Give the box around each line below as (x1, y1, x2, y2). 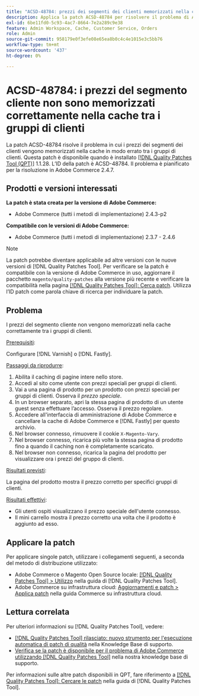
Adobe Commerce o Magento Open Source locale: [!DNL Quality (14, 571, 172, 578)
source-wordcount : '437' (6, 47, 68, 53)
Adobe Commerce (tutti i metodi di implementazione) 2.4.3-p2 (14, 211, 167, 218)
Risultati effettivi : (6, 496, 47, 503)
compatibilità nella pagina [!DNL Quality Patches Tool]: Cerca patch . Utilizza (6, 282, 191, 289)
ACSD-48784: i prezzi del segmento (6, 84, 188, 97)
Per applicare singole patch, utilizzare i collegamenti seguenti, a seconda (6, 553, 185, 560)
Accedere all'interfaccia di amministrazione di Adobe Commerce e (14, 411, 177, 418)
